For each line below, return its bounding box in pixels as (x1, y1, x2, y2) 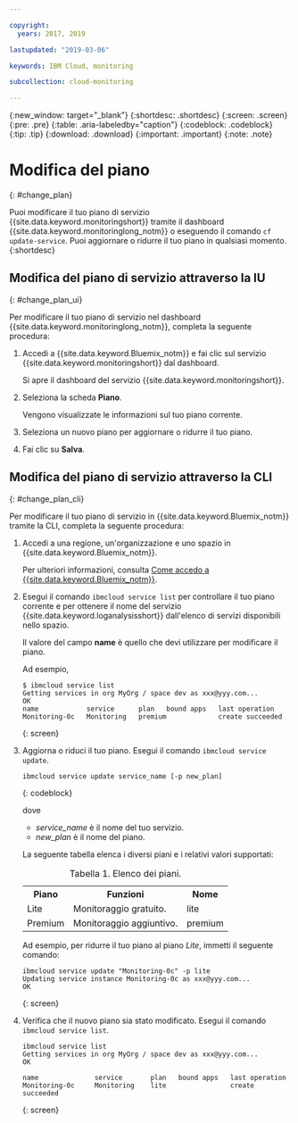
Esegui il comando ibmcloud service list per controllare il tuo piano (21, 591, 275, 602)
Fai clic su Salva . (21, 444, 85, 454)
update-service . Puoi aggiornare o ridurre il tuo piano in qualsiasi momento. (9, 236, 287, 246)
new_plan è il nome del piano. (35, 831, 145, 842)
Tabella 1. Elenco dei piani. (69, 867, 182, 879)
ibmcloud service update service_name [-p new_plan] (21, 771, 223, 781)
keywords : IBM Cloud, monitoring (9, 62, 134, 71)
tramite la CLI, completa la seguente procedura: (9, 520, 185, 531)
